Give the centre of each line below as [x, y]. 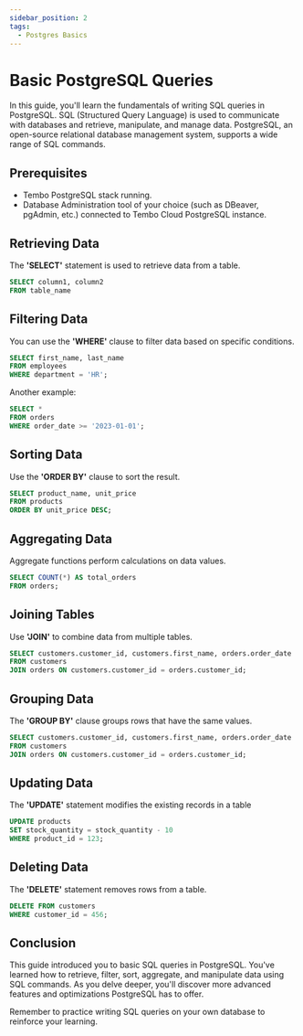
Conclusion [43, 943]
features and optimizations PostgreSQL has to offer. [107, 994]
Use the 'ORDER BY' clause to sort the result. [95, 476]
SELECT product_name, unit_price [73, 493]
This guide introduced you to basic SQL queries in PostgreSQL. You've [142, 965]
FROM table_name [40, 290]
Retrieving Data [55, 243]
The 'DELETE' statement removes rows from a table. [108, 889]
